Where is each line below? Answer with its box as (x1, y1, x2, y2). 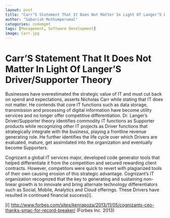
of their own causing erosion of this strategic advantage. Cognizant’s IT (5, 170, 154, 177)
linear (5, 181, 17, 187)
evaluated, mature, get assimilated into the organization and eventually (5, 139, 153, 145)
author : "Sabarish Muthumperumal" (5, 17, 78, 22)
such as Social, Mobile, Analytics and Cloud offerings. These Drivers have (5, 187, 159, 193)
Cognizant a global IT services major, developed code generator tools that (5, 154, 160, 160)
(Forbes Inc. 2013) (76, 207, 115, 213)
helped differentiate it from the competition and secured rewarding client (5, 160, 157, 166)
